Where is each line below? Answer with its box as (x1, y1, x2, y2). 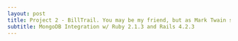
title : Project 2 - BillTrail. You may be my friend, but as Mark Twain (7, 17, 227, 24)
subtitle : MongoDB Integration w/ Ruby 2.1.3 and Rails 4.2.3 (7, 23, 195, 30)
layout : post (7, 10, 46, 17)
